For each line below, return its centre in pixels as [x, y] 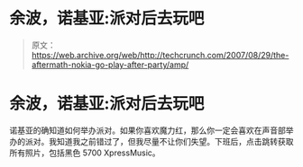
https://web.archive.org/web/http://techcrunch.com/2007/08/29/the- [160, 55]
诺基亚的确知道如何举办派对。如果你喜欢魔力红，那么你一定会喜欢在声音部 [147, 130]
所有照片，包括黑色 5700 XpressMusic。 [85, 153]
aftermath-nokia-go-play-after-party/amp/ [110, 65]
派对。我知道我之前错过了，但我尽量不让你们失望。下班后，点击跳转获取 [159, 141]
